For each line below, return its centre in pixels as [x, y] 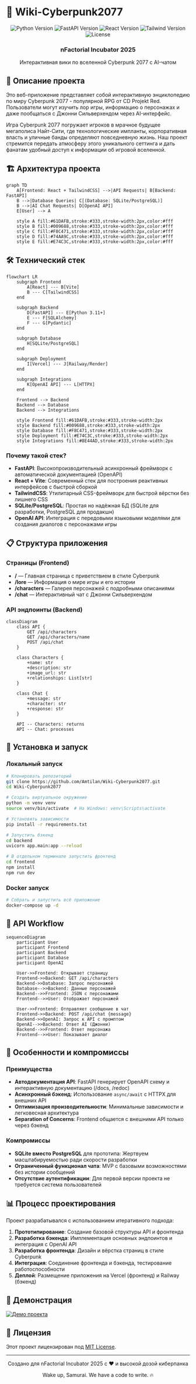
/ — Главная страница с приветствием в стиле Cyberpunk [87, 576]
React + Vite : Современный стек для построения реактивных [91, 480]
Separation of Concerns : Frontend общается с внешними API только [99, 1119]
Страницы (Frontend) [38, 563]
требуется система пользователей [58, 1184]
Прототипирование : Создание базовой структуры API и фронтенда [99, 1232]
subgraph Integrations [44, 379]
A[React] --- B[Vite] [53, 287]
